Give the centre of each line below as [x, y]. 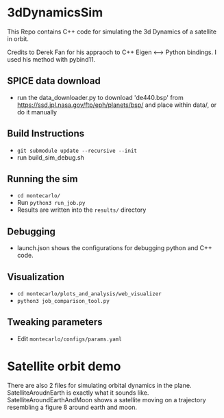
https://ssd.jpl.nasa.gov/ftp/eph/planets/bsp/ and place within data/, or [117, 105]
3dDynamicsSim [55, 13]
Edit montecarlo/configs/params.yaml [69, 339]
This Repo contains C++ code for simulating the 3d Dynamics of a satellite [112, 32]
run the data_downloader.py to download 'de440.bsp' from [100, 97]
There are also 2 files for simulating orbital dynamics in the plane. [99, 385]
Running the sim [42, 179]
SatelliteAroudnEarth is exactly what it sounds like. [78, 393]
